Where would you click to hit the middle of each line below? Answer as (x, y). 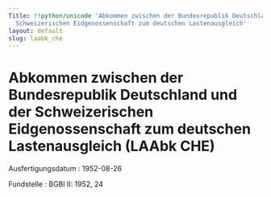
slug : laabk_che (35, 38)
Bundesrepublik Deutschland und (123, 95)
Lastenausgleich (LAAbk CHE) (112, 146)
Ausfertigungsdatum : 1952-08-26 (65, 169)
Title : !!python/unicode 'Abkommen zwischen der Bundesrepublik (119, 16)
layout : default (35, 31)
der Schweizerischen (81, 112)
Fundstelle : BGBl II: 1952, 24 (56, 184)
